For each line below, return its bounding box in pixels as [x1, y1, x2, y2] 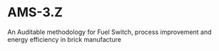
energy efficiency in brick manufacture [7, 35, 121, 43]
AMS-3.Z [7, 4, 63, 21]
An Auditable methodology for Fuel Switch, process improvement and [7, 28, 212, 36]
